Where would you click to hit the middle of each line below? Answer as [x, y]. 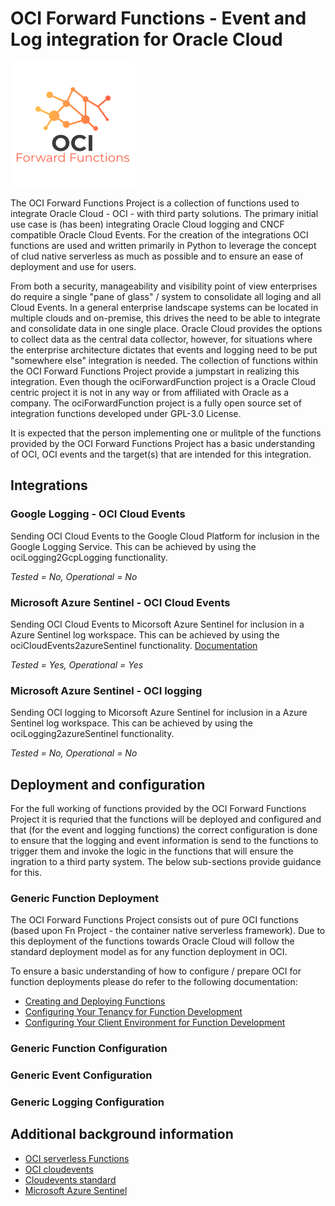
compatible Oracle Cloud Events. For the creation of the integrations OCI [159, 234]
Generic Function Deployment [84, 898]
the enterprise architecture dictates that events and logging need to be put [164, 349]
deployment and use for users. [73, 266]
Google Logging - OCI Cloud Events [98, 514]
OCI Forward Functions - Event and [158, 18]
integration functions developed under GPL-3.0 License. [126, 413]
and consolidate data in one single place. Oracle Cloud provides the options [166, 328]
